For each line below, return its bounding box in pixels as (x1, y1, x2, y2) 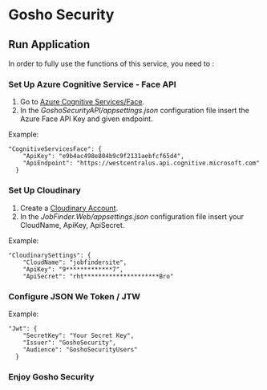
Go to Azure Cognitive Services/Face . (19, 97, 145, 107)
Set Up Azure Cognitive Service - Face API (8, 79, 176, 90)
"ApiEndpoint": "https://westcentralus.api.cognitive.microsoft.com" (22, 159, 261, 168)
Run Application (8, 38, 91, 51)
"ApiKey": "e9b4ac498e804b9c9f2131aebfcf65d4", (22, 152, 184, 160)
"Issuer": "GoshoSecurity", (22, 339, 116, 347)
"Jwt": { (8, 324, 38, 332)
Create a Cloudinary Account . (19, 203, 119, 213)
